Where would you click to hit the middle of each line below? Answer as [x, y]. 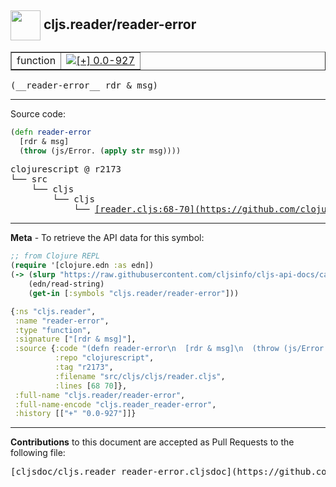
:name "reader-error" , [62, 321]
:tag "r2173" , [84, 367]
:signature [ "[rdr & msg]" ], [75, 339]
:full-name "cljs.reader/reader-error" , [100, 395]
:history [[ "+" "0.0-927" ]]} [75, 414]
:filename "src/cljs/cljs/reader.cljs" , [140, 376]
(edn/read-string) [66, 284]
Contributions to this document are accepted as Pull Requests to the [152, 442]
